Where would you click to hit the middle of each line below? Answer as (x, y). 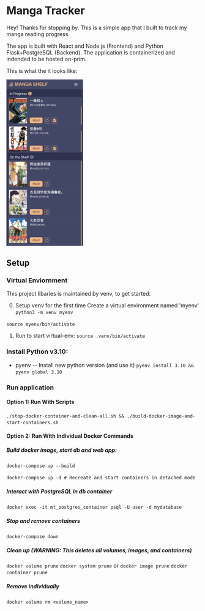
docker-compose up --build (41, 466)
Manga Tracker (46, 11)
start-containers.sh (33, 422)
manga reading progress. (38, 34)
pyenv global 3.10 (39, 372)
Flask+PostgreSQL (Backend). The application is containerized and (91, 52)
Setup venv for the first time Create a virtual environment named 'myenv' (107, 305)
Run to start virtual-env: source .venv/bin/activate (80, 336)
